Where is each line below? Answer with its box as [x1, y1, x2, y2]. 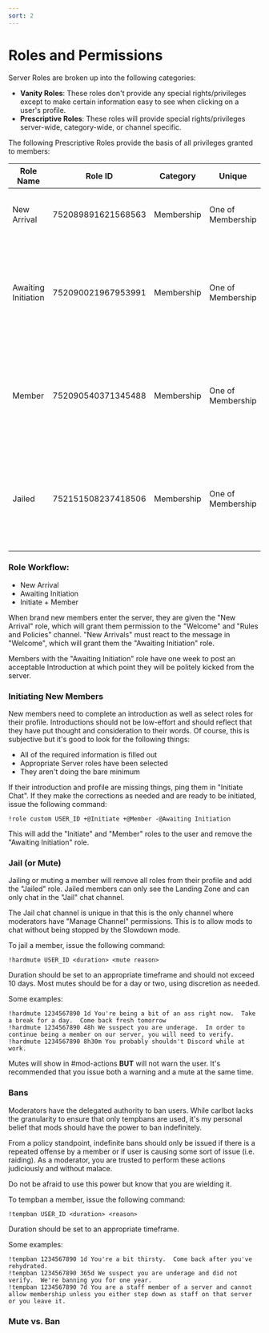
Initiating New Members [8, 690, 104, 701]
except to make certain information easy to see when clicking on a [19, 97, 239, 106]
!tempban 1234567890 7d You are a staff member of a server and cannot [8, 1283, 252, 1291]
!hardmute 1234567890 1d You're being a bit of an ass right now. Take [8, 1010, 256, 1018]
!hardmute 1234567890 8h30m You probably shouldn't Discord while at [8, 1038, 246, 1046]
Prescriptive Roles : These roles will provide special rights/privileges [19, 114, 246, 123]
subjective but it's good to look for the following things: [8, 734, 191, 745]
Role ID [85, 170, 114, 181]
